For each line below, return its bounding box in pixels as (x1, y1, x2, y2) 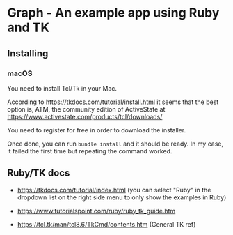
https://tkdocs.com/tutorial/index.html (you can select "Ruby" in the (17, 185, 211, 194)
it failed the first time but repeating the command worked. (7, 146, 172, 155)
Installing (7, 47, 49, 59)
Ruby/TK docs (7, 167, 70, 179)
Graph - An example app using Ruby (7, 5, 220, 21)
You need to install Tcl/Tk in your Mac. (7, 84, 117, 92)
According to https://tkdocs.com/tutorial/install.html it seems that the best (7, 98, 219, 106)
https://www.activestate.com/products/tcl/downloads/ (7, 112, 163, 121)
